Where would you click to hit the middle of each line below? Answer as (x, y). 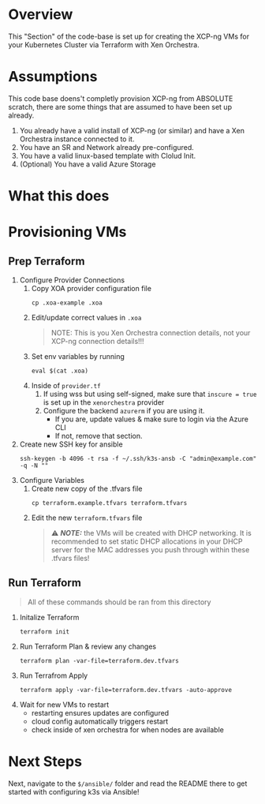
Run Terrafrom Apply (54, 675)
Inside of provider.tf (66, 386)
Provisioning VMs (67, 232)
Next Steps (45, 762)
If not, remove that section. (99, 436)
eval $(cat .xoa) (60, 371)
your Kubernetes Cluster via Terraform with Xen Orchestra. (104, 44)
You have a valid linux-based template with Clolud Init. (108, 155)
